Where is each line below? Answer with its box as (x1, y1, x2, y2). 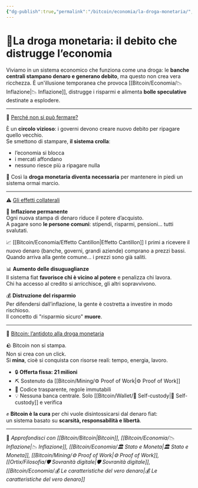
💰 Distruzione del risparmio (6, 292, 77, 299)
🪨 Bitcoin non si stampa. (6, 341, 67, 349)
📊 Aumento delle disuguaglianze (6, 265, 90, 272)
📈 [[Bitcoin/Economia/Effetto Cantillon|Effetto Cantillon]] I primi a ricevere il (6, 238, 190, 245)
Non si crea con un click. (6, 350, 67, 357)
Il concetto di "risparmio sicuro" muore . (6, 313, 103, 320)
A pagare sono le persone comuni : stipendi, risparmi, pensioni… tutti (6, 220, 174, 228)
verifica (44, 399, 63, 406)
